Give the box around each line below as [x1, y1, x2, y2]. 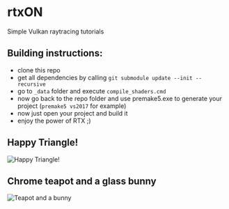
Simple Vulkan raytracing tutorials [7, 27, 104, 36]
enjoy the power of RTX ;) [17, 116, 92, 125]
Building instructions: [7, 47, 103, 59]
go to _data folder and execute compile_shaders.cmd [17, 86, 166, 95]
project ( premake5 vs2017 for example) [17, 102, 127, 110]
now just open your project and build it [17, 109, 128, 117]
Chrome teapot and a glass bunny [7, 175, 157, 187]
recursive [17, 81, 47, 88]
